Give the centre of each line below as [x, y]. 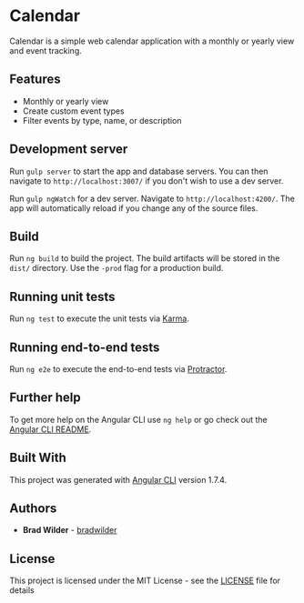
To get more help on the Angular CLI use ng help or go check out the [138, 419]
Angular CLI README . [51, 429]
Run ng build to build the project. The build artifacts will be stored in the [145, 258]
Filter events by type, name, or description [102, 120]
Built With [38, 458]
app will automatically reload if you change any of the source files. [134, 208]
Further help [46, 398]
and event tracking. [46, 50]
